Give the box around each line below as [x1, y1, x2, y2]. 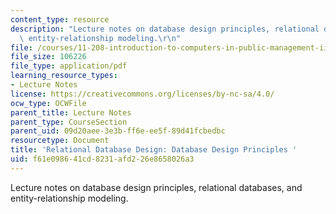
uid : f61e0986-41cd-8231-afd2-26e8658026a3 [10, 154, 195, 164]
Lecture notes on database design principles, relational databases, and [10, 181, 303, 193]
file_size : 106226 [10, 52, 87, 62]
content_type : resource [10, 14, 110, 25]
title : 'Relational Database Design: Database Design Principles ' [10, 145, 298, 155]
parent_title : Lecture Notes [10, 107, 132, 118]
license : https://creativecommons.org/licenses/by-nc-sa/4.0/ [10, 89, 275, 99]
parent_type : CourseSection [10, 117, 128, 127]
